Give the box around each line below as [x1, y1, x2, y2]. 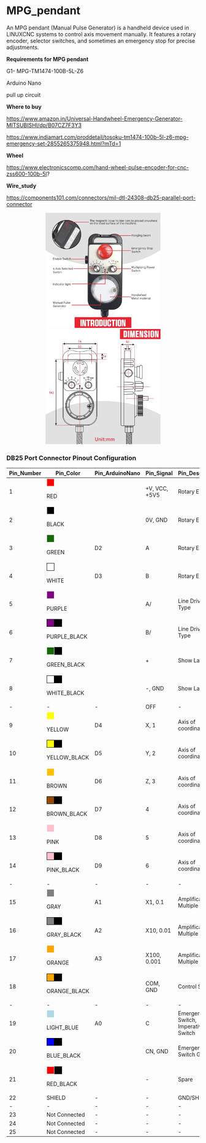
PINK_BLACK [46, 866, 80, 874]
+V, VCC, [145, 484, 169, 492]
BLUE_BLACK [46, 1052, 81, 1060]
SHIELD [46, 1094, 66, 1101]
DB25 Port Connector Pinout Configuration [6, 454, 137, 462]
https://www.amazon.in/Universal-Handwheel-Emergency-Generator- [6, 115, 183, 122]
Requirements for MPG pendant [6, 55, 89, 63]
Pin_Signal [145, 469, 173, 476]
